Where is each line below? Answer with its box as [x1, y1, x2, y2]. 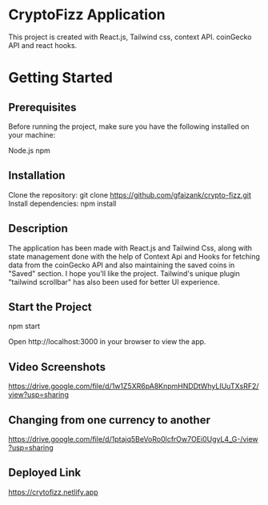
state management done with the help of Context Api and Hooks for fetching [8, 251, 260, 261]
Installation [8, 169, 66, 182]
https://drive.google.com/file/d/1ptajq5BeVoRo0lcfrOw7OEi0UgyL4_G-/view [8, 435, 258, 443]
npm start [8, 322, 41, 331]
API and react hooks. [8, 40, 78, 50]
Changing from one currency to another [8, 413, 210, 427]
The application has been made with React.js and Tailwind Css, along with [8, 242, 253, 253]
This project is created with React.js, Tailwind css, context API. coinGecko [8, 32, 252, 42]
